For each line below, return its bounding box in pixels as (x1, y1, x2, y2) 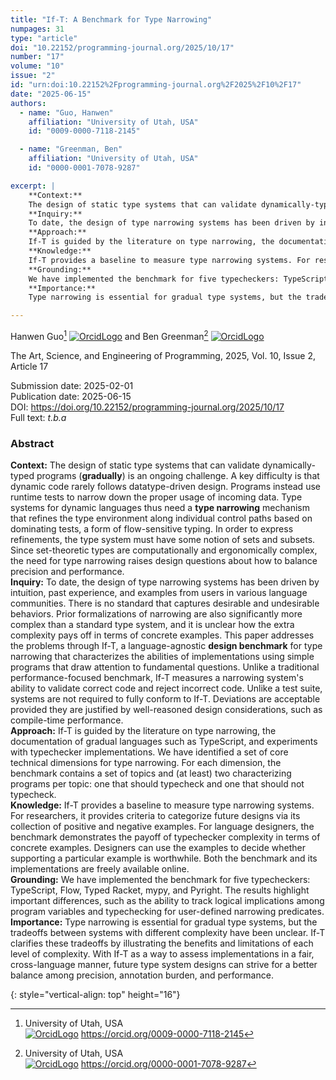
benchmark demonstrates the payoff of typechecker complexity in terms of (10, 831, 321, 843)
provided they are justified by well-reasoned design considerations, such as (10, 704, 323, 716)
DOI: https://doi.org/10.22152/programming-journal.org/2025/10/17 (10, 401, 285, 413)
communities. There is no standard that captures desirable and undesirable (10, 597, 320, 610)
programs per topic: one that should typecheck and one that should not (10, 778, 305, 790)
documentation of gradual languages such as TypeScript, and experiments (10, 736, 318, 748)
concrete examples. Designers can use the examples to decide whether (10, 842, 306, 854)
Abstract (10, 436, 55, 450)
